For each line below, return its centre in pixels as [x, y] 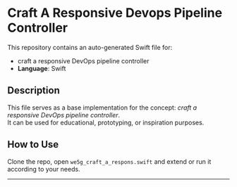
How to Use [33, 144]
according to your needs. [44, 169]
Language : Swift [42, 68]
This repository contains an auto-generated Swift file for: [90, 47]
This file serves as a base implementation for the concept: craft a [102, 108]
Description [34, 90]
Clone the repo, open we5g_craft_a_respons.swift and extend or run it [109, 161]
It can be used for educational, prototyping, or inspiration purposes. [106, 122]
